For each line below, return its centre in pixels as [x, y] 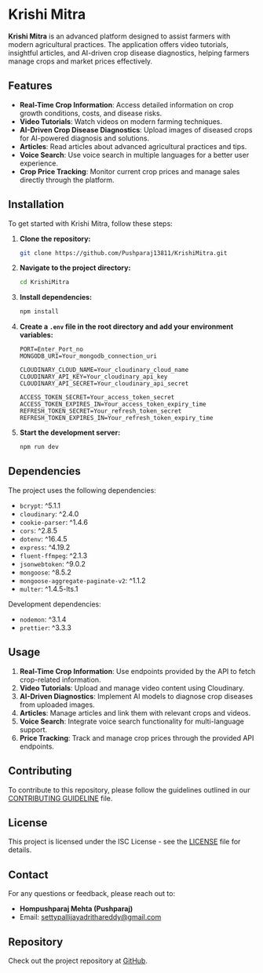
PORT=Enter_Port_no [51, 350]
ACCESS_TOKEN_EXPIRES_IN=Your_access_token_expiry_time [113, 405]
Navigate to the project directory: [75, 268]
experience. [39, 163]
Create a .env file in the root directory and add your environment [126, 326]
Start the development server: [70, 432]
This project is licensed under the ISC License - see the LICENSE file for [124, 842]
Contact [28, 875]
